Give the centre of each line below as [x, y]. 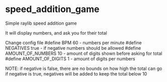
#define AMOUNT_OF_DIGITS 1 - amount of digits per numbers [70, 58]
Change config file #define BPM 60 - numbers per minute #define [73, 43]
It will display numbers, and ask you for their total [56, 33]
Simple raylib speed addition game [41, 23]
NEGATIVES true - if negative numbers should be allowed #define [73, 48]
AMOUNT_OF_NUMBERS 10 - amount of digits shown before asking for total [84, 53]
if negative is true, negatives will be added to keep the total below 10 [76, 73]
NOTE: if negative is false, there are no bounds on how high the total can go [84, 68]
